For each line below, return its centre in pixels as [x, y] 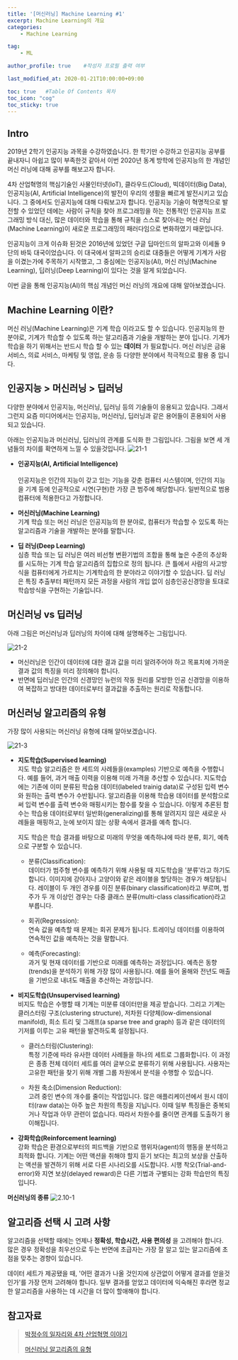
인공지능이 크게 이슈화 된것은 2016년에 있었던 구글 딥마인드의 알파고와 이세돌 [114, 244]
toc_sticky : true [33, 105]
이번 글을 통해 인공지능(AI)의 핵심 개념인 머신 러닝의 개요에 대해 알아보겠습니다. [117, 285]
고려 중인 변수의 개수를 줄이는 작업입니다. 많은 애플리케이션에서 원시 [122, 1097]
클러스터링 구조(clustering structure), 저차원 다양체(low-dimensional [114, 1013]
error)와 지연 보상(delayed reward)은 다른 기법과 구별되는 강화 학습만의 [117, 1174]
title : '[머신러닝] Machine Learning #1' [66, 14]
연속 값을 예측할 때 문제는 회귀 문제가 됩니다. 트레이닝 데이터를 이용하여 [126, 930]
